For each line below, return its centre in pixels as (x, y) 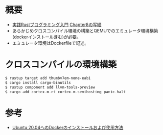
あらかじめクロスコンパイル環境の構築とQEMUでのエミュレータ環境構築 (85, 30)
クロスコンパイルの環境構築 (61, 65)
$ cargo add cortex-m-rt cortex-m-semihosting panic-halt (65, 92)
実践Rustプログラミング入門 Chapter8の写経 (57, 25)
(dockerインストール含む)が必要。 (47, 37)
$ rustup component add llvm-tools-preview (50, 87)
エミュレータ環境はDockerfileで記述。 (50, 43)
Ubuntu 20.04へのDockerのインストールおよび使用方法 (68, 128)
